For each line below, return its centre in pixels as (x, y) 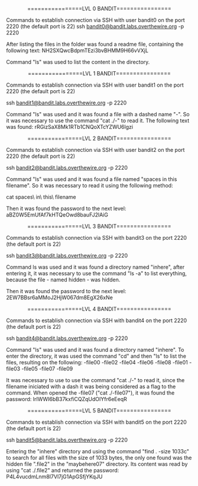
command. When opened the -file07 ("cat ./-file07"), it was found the (90, 393)
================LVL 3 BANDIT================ (99, 226)
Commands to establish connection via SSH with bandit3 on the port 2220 (97, 238)
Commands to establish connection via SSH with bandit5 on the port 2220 (97, 422)
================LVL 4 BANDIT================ (99, 309)
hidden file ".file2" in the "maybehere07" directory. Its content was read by (97, 464)
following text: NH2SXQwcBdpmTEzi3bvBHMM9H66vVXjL (77, 50)
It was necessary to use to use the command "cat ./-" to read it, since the (95, 380)
